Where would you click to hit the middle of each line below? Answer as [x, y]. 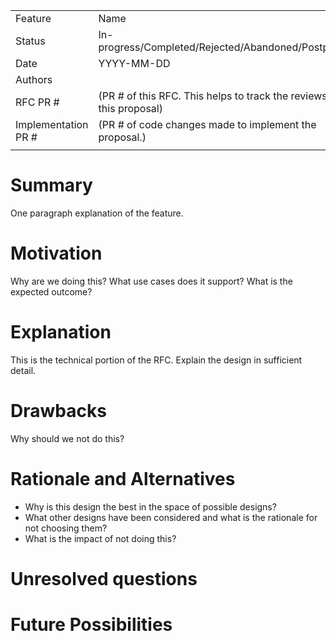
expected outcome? [51, 291]
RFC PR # [37, 102]
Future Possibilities [91, 625]
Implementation [52, 124]
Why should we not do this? [67, 438]
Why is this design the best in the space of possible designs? [150, 506]
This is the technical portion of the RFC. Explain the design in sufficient [156, 360]
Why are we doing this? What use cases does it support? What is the [151, 281]
